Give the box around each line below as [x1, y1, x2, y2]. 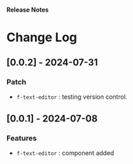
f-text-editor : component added [16, 149, 114, 157]
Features [6, 133, 37, 143]
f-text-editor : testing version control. [16, 93, 128, 101]
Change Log [6, 30, 77, 45]
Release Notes [6, 5, 49, 14]
